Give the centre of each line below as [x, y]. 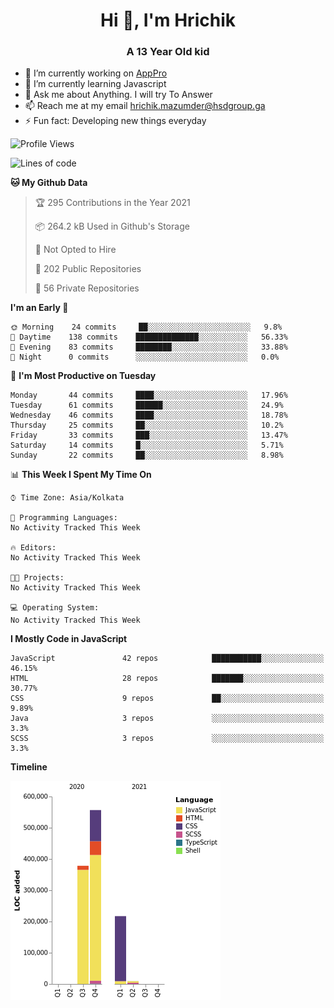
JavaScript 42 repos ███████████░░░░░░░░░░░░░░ [167, 659]
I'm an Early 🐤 [39, 308]
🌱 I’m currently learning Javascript [95, 84]
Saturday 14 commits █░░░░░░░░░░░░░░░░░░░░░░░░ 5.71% [147, 445]
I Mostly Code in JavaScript [69, 639]
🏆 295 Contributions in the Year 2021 [112, 203]
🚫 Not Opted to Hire [75, 250]
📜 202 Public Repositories [88, 269]
